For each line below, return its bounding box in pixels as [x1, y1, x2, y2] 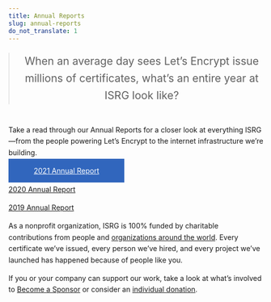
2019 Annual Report [8, 203, 74, 212]
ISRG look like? [104, 89, 180, 103]
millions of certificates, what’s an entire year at [24, 72, 259, 86]
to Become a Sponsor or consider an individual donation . [8, 284, 198, 295]
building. [8, 147, 38, 157]
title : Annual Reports [8, 11, 85, 20]
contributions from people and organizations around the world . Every [8, 232, 239, 242]
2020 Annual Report [8, 184, 76, 194]
